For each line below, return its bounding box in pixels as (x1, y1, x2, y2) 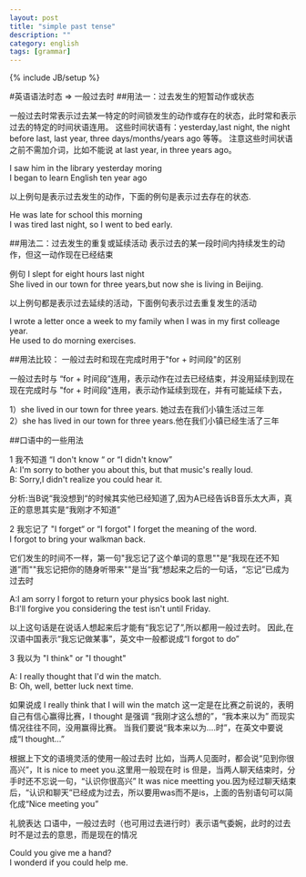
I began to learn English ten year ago (9, 172, 148, 183)
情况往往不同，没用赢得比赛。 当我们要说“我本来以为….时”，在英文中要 (9, 722, 276, 733)
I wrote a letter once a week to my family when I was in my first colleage (9, 316, 280, 327)
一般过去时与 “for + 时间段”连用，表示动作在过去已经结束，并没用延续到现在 (9, 373, 294, 384)
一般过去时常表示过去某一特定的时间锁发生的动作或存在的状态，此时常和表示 (9, 110, 297, 121)
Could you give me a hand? (9, 848, 112, 859)
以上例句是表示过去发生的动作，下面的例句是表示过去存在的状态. (9, 191, 252, 202)
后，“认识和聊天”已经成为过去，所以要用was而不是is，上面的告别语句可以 (9, 787, 285, 798)
